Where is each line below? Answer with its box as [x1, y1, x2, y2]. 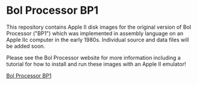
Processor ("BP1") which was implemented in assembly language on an [6, 29, 184, 37]
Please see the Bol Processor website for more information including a [6, 54, 181, 61]
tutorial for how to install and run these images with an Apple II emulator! [6, 60, 186, 68]
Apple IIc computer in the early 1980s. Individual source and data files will [6, 36, 189, 43]
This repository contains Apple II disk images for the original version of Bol [6, 23, 192, 31]
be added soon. [6, 42, 45, 50]
